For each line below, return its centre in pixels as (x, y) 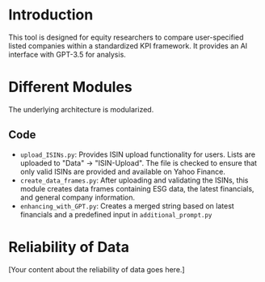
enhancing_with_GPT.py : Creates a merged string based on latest (127, 206)
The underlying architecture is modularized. (81, 109)
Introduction (51, 15)
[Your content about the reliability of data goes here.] (97, 269)
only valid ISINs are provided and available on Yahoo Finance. (123, 171)
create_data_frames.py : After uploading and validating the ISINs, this (134, 180)
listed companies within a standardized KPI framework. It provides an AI (128, 45)
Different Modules (71, 87)
